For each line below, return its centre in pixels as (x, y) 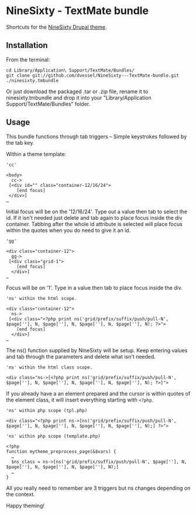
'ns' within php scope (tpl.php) (47, 410)
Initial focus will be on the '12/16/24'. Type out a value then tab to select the (97, 212)
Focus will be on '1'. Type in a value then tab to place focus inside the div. (94, 288)
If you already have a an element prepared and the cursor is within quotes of (98, 393)
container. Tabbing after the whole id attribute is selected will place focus (94, 224)
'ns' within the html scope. (42, 298)
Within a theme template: (36, 154)
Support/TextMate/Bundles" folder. (48, 104)
